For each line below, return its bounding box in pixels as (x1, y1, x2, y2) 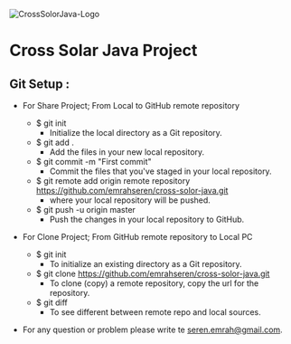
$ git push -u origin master (35, 205, 136, 215)
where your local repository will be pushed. (49, 195, 211, 205)
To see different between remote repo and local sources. (49, 307, 262, 317)
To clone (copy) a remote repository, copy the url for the (49, 278, 259, 289)
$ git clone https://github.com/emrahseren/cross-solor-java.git (35, 268, 270, 279)
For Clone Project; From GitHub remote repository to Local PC (22, 232, 253, 242)
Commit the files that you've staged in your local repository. (49, 166, 273, 177)
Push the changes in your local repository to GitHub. (49, 214, 245, 225)
